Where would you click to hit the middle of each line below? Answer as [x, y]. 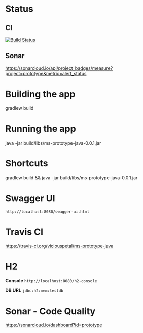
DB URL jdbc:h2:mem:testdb [34, 290]
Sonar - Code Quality [50, 311]
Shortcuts [27, 163]
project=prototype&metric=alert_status [46, 73]
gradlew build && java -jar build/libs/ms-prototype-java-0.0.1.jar [71, 177]
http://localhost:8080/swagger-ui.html [47, 212]
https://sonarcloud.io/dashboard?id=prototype [54, 325]
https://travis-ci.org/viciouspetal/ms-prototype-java [59, 246]
